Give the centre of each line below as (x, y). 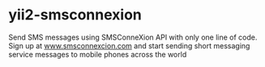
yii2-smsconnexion (75, 15)
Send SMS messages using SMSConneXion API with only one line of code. (133, 37)
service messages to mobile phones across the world (98, 54)
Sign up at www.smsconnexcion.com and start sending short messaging (129, 45)
